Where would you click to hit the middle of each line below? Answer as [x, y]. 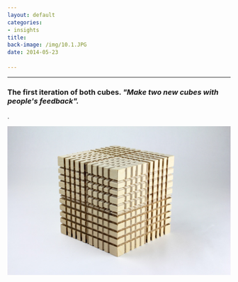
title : [17, 38]
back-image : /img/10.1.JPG [47, 45]
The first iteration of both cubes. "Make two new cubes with [113, 92]
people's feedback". [43, 101]
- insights [23, 30]
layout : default [31, 15]
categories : [25, 22]
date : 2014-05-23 [33, 52]
